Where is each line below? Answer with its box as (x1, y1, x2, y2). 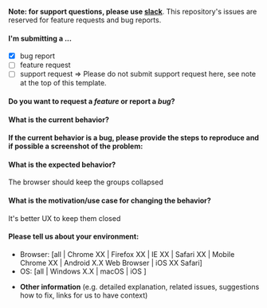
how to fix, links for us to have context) (19, 290, 148, 300)
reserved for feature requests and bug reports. (8, 15, 162, 25)
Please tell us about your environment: (8, 231, 139, 242)
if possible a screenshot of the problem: (8, 141, 143, 151)
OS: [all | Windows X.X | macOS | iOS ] (19, 267, 147, 276)
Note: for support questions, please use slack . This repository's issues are (8, 7, 257, 16)
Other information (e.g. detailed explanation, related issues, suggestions (19, 282, 260, 291)
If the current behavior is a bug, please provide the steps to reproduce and (8, 133, 259, 143)
